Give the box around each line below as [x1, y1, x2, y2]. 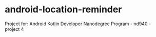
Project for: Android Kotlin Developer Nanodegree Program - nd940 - [5, 21, 151, 27]
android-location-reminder [5, 4, 122, 15]
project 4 [5, 26, 24, 32]
